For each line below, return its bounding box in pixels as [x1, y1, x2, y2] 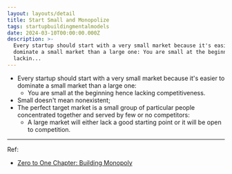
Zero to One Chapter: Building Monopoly [17, 158, 133, 166]
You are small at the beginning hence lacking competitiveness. [27, 88, 206, 97]
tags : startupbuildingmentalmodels [7, 23, 110, 30]
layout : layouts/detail [7, 10, 76, 17]
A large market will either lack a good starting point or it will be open [27, 118, 222, 126]
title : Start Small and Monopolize [7, 17, 110, 23]
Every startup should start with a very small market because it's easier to [17, 74, 225, 82]
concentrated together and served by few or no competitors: [17, 110, 190, 119]
